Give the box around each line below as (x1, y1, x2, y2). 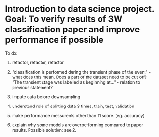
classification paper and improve (5, 24, 140, 35)
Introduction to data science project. (5, 3, 155, 15)
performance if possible (5, 34, 104, 46)
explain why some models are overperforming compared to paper (12, 122, 144, 128)
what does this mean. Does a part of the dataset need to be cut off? (12, 74, 147, 80)
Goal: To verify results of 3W (5, 14, 123, 25)
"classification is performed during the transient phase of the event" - (12, 69, 151, 75)
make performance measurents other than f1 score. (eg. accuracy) (12, 112, 145, 118)
